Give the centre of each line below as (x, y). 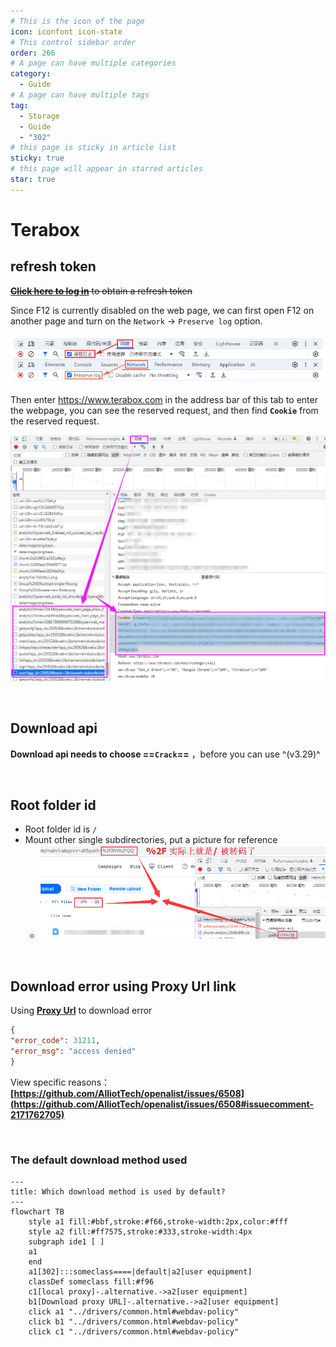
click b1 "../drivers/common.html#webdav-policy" (134, 1321)
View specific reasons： (60, 1082)
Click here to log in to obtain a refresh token (101, 291)
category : (31, 74)
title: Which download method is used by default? (118, 1191)
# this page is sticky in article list (93, 148)
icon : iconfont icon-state (66, 31)
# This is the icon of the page (77, 21)
